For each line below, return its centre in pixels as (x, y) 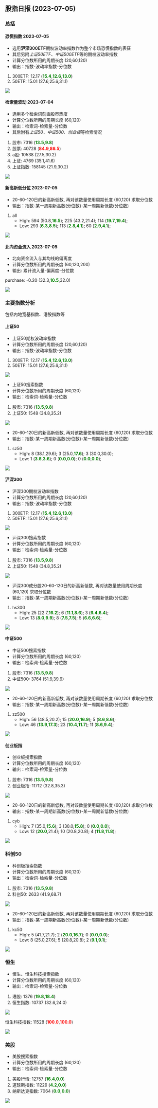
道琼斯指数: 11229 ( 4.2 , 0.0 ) (39, 1085)
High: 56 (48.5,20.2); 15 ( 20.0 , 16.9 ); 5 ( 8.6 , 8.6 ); (67, 720)
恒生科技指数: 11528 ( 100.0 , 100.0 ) (39, 1022)
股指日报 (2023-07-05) (40, 9)
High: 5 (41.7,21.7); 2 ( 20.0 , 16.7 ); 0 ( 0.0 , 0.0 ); (64, 935)
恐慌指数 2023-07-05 (27, 36)
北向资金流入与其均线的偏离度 (42, 258)
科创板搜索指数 (27, 866)
